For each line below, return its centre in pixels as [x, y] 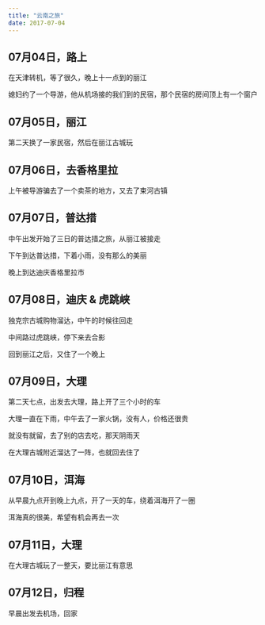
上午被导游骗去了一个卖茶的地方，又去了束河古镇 [88, 190]
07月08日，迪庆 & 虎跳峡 [69, 299]
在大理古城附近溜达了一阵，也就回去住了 [74, 452]
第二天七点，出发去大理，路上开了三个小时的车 [84, 402]
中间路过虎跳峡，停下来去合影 [57, 337]
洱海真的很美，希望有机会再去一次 [64, 517]
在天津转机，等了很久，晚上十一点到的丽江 [78, 78]
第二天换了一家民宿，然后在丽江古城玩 [70, 143]
